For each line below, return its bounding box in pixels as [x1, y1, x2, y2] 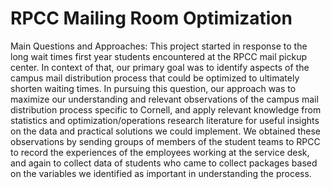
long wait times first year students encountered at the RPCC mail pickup [10, 50, 307, 62]
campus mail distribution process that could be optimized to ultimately [10, 72, 300, 84]
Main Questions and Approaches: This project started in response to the [10, 40, 308, 52]
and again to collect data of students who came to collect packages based [10, 157, 318, 169]
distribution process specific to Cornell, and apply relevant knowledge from [10, 103, 322, 116]
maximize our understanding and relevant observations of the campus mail [10, 93, 319, 105]
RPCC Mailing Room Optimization [10, 7, 293, 30]
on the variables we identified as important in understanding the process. [10, 167, 312, 179]
